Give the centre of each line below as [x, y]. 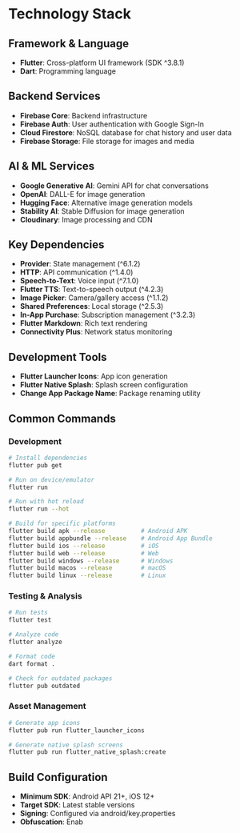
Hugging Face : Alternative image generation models [106, 202]
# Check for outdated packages [60, 678]
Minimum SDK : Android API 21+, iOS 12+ [87, 796]
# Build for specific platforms [62, 524]
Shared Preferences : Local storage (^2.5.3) [92, 306]
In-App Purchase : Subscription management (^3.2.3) [108, 315]
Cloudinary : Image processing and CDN [86, 219]
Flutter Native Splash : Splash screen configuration [104, 385]
